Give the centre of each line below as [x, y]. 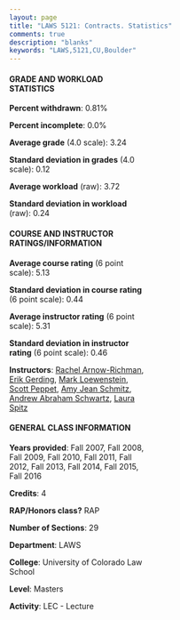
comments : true [37, 34]
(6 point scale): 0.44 [47, 299]
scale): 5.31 [30, 326]
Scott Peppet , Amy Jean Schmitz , [70, 389]
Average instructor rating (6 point [72, 316]
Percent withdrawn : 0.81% [59, 109]
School [22, 571]
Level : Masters [36, 589]
